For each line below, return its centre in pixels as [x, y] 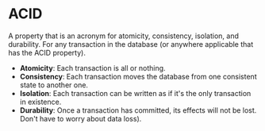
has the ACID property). [47, 52]
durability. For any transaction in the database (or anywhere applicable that [131, 44]
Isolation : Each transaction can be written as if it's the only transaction [135, 93]
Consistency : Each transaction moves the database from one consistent [138, 76]
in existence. [40, 102]
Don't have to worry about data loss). [81, 118]
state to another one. [54, 85]
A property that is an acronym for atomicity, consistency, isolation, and [124, 36]
